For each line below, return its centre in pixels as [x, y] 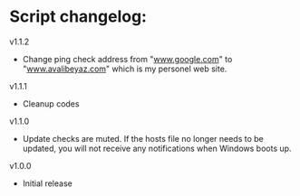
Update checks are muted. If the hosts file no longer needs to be [143, 138]
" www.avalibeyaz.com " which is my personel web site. [125, 69]
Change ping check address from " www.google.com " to [127, 59]
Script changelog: [78, 17]
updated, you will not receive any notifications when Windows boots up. [157, 148]
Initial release [47, 183]
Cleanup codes [51, 103]
